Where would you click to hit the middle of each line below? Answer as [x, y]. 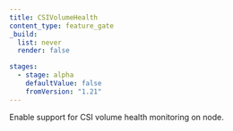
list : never [40, 42]
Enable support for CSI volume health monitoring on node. [116, 117]
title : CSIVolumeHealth [54, 17]
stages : [24, 67]
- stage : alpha [46, 75]
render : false [43, 51]
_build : [24, 34]
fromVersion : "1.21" [64, 91]
